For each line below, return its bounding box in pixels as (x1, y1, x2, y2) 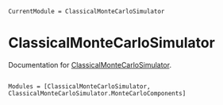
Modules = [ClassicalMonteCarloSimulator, (8, 82, 151, 91)
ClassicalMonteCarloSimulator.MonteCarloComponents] (8, 89, 186, 97)
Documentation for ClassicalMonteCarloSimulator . (8, 60, 172, 69)
